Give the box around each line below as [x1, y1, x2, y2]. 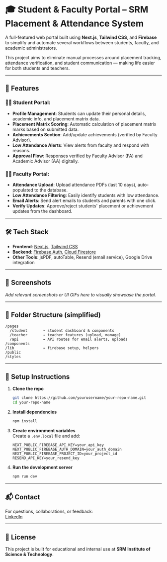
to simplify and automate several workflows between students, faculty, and [5, 39, 159, 45]
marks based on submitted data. [12, 126, 79, 132]
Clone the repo [12, 386, 44, 392]
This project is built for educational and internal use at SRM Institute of [5, 546, 151, 552]
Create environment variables [12, 427, 76, 433]
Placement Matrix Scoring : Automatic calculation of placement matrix [12, 121, 157, 127]
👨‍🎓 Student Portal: [5, 99, 51, 106]
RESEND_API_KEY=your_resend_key [12, 456, 80, 461]
